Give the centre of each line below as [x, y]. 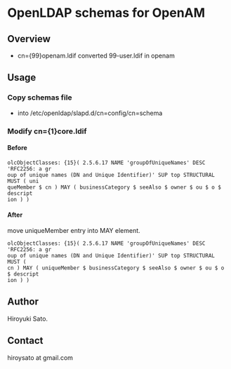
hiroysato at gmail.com [40, 357]
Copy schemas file [40, 98]
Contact [25, 341]
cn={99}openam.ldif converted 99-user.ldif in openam [96, 55]
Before [18, 148]
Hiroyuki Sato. [27, 318]
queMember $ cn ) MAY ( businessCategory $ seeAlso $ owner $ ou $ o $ [114, 187]
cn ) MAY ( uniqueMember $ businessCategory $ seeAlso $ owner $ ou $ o [116, 268]
